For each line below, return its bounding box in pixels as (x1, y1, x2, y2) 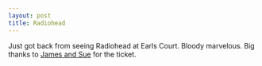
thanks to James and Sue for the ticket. (8, 49, 137, 59)
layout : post (8, 11, 52, 20)
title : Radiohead (8, 19, 66, 27)
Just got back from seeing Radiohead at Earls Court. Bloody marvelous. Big (8, 41, 256, 50)
